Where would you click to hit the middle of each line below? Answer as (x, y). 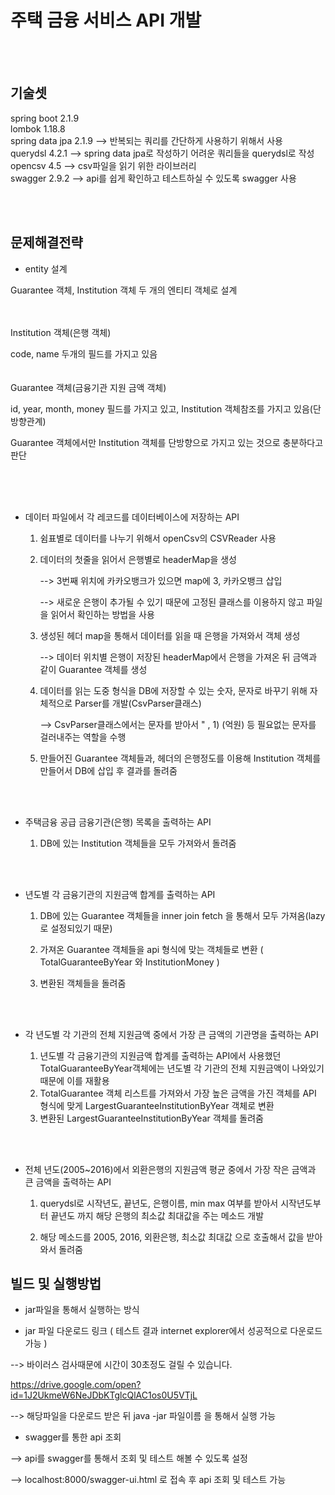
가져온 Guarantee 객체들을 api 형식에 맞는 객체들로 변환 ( (151, 949)
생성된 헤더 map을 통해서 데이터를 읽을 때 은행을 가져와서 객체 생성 (170, 635)
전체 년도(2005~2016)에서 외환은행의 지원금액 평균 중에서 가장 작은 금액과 (170, 1169)
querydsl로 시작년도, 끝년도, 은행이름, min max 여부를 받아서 (159, 1203)
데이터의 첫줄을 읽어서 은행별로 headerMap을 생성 (138, 559)
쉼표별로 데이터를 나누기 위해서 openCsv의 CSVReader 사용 (158, 538)
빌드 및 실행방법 (56, 1283)
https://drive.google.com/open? (76, 1385)
